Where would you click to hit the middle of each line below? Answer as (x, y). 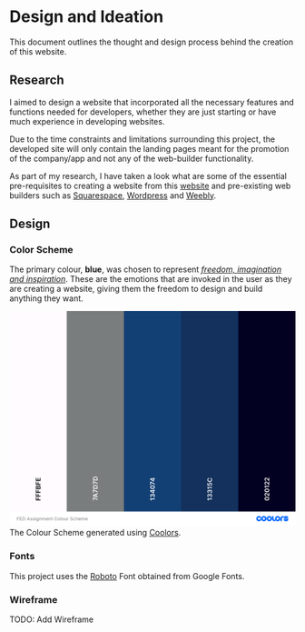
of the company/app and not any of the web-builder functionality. (132, 158)
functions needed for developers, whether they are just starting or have (143, 112)
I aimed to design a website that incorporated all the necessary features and (152, 102)
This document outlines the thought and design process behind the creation (151, 42)
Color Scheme (42, 250)
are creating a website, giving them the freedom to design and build (136, 289)
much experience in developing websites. (87, 121)
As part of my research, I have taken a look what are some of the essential (148, 176)
